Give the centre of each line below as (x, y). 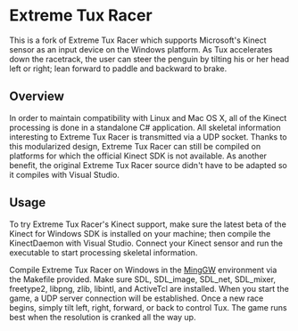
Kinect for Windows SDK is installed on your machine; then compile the (140, 233)
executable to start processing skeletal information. (103, 252)
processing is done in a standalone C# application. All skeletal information (145, 127)
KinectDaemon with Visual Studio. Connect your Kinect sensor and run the (146, 243)
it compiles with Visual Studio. (65, 174)
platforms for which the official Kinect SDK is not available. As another (138, 156)
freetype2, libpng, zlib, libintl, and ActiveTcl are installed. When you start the (149, 288)
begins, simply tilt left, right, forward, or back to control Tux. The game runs (148, 307)
